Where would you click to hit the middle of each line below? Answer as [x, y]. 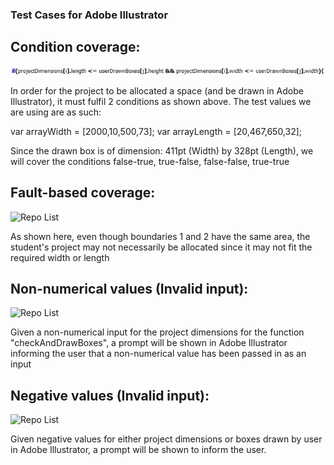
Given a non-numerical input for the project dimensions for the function [157, 332]
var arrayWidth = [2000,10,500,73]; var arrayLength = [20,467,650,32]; [156, 131]
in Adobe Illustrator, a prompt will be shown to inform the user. [138, 450]
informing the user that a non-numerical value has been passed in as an [158, 354]
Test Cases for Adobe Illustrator [89, 15]
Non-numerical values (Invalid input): [129, 288]
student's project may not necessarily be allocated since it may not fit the [161, 247]
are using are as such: [56, 112]
